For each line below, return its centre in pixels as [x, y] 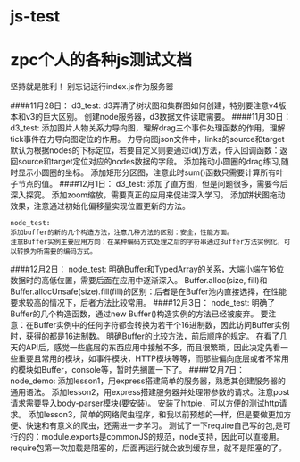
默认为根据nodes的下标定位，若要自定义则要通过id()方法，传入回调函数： [145, 150]
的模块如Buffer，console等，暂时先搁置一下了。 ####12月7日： [127, 370]
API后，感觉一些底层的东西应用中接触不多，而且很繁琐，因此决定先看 [153, 348]
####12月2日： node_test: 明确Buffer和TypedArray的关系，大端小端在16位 [147, 269]
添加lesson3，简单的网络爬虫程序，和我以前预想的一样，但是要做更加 [155, 415]
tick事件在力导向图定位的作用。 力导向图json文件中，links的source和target [147, 139]
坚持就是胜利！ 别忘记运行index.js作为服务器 [92, 87]
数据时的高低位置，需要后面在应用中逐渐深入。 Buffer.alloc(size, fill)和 [139, 281]
